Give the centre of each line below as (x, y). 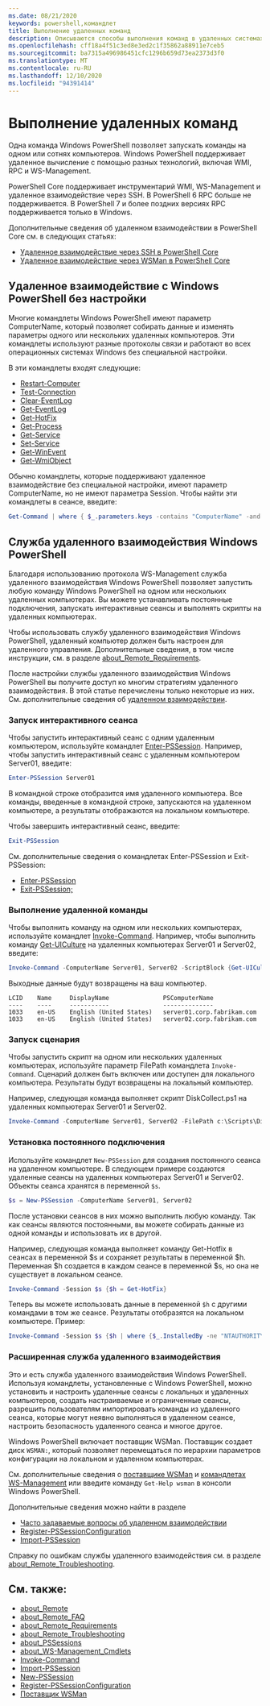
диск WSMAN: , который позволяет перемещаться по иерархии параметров (135, 1450)
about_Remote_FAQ (53, 1617)
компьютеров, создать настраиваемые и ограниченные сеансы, (120, 1400)
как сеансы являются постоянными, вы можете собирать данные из (126, 1224)
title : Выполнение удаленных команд (70, 31)
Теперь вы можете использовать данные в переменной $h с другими (128, 1304)
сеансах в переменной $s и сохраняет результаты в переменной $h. (127, 1257)
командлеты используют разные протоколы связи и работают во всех (130, 344)
